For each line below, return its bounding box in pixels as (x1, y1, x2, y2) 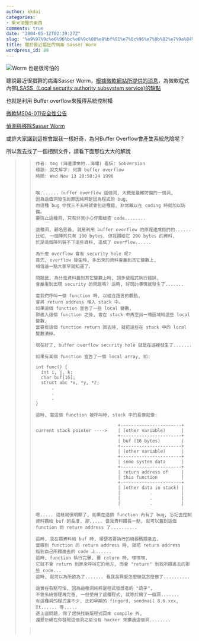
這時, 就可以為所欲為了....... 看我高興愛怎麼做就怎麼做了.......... (35, 574, 191, 580)
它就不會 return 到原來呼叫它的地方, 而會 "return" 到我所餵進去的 (35, 561, 186, 567)
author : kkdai (6, 8, 41, 15)
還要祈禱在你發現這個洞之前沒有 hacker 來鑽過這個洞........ (35, 617, 171, 623)
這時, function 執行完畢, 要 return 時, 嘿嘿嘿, (35, 555, 148, 561)
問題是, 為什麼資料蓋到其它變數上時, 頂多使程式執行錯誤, (35, 274, 159, 281)
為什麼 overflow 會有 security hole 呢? (35, 251, 131, 257)
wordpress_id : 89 (6, 48, 49, 53)
